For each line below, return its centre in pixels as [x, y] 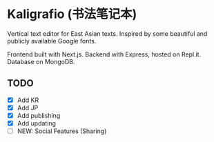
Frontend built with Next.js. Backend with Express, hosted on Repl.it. [104, 54]
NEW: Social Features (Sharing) [62, 131]
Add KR [28, 100]
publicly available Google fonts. [52, 41]
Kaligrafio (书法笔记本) [72, 14]
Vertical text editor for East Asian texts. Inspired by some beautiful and [107, 33]
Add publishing [39, 115]
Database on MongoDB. [41, 61]
